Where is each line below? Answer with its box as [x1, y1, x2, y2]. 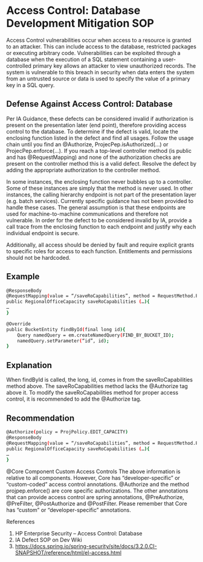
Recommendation [6, 413, 74, 423]
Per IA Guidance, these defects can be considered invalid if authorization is [6, 115, 194, 122]
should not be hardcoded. [6, 254, 71, 261]
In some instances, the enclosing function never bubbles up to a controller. [6, 178, 192, 185]
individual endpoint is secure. [6, 229, 80, 236]
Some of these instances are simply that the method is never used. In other [6, 184, 193, 192]
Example [6, 271, 40, 282]
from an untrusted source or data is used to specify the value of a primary [6, 75, 190, 82]
